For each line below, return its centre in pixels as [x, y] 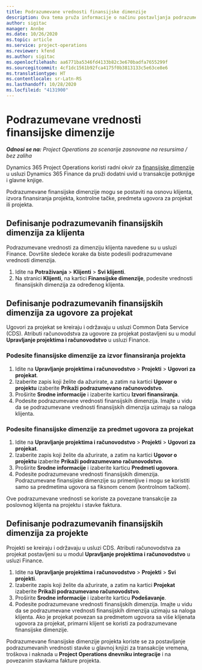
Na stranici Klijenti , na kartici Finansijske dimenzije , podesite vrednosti [104, 278]
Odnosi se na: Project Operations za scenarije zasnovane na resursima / [97, 149]
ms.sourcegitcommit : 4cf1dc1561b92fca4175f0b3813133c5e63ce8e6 [87, 68]
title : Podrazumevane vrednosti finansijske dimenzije [76, 12]
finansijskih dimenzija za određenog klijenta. [70, 284]
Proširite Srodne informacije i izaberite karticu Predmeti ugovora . [97, 468]
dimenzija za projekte [47, 533]
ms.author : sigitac [31, 57]
